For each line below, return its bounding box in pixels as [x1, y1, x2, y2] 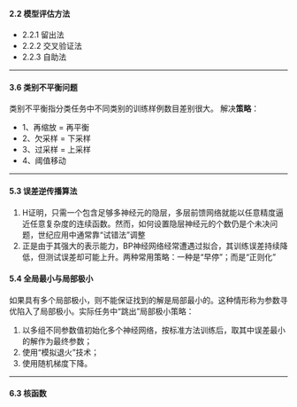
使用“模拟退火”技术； [21, 347, 100, 357]
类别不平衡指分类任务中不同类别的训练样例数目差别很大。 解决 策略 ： [9, 103, 259, 114]
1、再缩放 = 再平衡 [21, 122, 90, 133]
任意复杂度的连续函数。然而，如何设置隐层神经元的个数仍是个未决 [29, 218, 270, 229]
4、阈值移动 [21, 155, 66, 166]
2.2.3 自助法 [21, 51, 67, 62]
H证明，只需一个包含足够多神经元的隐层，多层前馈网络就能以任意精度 [21, 207, 277, 217]
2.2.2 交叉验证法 [21, 41, 82, 51]
